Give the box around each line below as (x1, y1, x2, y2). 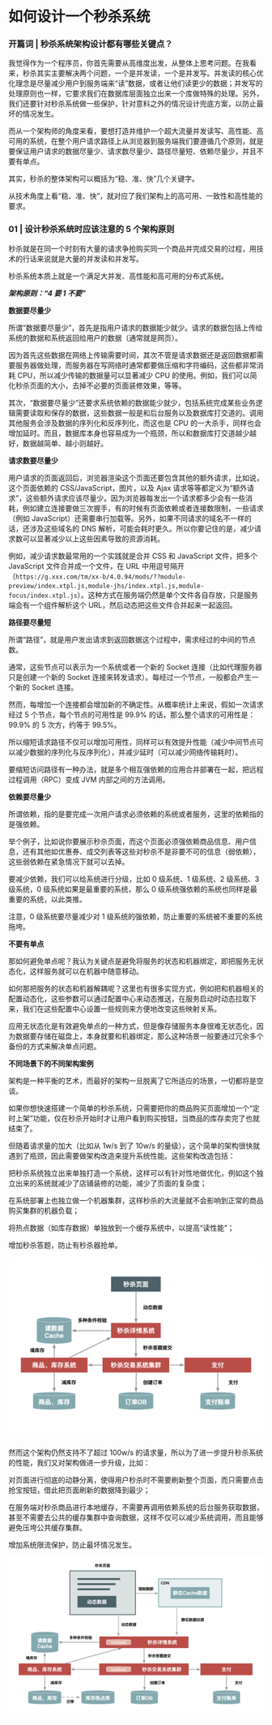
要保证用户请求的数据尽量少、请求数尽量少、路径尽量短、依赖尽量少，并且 (8, 147, 257, 157)
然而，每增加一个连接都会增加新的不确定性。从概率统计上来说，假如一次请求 (8, 699, 264, 709)
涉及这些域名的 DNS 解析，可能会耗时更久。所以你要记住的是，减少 (29, 523, 255, 533)
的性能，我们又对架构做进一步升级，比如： (8, 1458, 151, 1468)
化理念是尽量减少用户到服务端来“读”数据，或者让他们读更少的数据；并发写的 (8, 79, 263, 88)
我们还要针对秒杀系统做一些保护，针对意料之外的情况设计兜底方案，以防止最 (8, 99, 264, 109)
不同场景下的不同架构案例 (8, 1058, 94, 1068)
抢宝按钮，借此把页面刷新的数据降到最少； (8, 1486, 151, 1495)
